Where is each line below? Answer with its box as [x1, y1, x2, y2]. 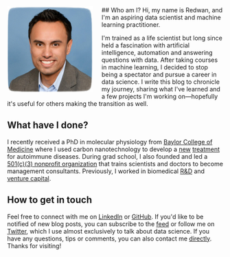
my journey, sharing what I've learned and [102, 85, 221, 93]
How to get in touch [7, 194, 93, 206]
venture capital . [7, 174, 51, 182]
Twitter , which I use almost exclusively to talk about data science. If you [7, 227, 210, 235]
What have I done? [7, 120, 89, 131]
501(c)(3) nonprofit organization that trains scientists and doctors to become [7, 159, 223, 168]
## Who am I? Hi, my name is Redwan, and [102, 6, 223, 14]
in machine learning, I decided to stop [102, 63, 208, 71]
